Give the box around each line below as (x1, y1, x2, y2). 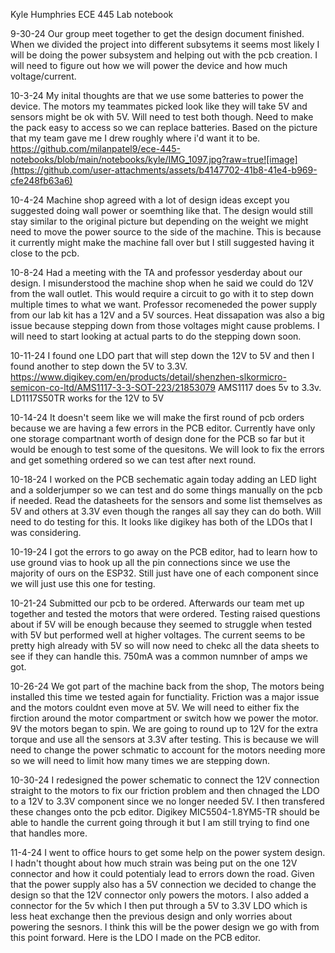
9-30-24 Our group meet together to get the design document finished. (10, 28, 305, 39)
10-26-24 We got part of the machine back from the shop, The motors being (10, 680, 325, 692)
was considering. (10, 527, 82, 538)
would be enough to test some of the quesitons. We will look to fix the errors (10, 444, 325, 455)
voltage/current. (10, 70, 77, 82)
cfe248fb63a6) (10, 175, 73, 186)
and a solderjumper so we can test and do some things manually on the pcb (10, 484, 323, 496)
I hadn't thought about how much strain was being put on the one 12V (10, 857, 298, 869)
